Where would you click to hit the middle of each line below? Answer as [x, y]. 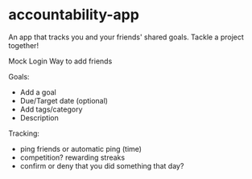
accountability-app [74, 15]
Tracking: [24, 133]
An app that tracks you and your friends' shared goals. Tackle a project [126, 37]
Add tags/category [51, 109]
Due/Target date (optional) [64, 100]
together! [23, 45]
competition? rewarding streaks [72, 157]
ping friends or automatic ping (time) [81, 148]
